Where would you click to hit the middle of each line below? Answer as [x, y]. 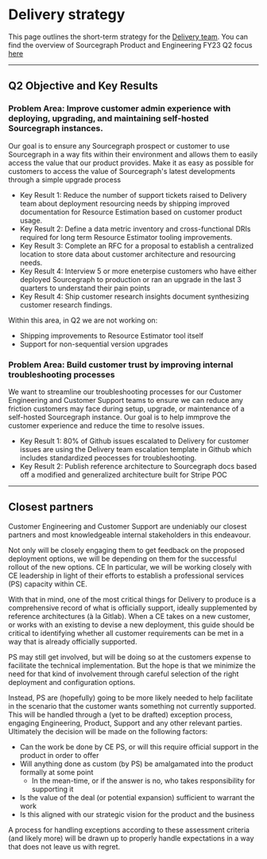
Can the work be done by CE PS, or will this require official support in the [139, 747]
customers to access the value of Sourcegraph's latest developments [122, 171]
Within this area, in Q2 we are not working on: [83, 320]
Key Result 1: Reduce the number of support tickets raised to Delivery [133, 195]
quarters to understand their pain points [85, 288]
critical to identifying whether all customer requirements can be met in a [126, 633]
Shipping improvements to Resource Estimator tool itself [112, 335]
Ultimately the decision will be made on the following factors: [108, 731]
